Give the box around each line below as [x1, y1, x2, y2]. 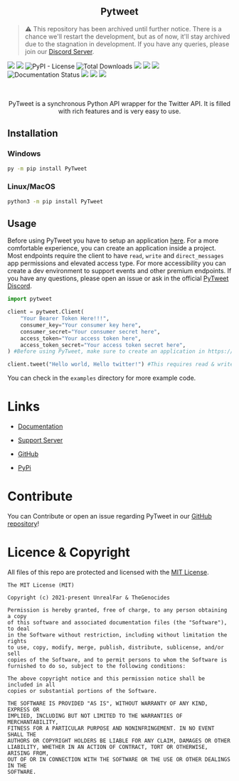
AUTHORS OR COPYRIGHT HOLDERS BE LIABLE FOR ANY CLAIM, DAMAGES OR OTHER [7, 738, 231, 745]
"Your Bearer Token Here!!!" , [20, 315, 110, 322]
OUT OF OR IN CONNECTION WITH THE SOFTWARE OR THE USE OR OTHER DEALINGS [7, 756, 231, 763]
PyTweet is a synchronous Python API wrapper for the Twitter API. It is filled [8, 99, 231, 107]
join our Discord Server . [24, 47, 95, 55]
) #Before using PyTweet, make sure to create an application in [7, 348, 205, 355]
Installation [7, 127, 58, 139]
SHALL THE [7, 731, 37, 738]
